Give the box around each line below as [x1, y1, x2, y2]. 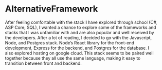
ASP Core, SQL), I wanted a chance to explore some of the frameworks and [5, 24, 157, 30]
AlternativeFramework [5, 3, 98, 14]
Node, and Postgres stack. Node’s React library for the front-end [5, 40, 135, 45]
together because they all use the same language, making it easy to [5, 55, 141, 61]
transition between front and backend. [5, 60, 82, 66]
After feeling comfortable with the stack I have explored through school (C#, [5, 19, 158, 25]
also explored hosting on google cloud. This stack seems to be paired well [5, 50, 154, 56]
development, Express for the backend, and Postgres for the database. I [5, 45, 149, 51]
